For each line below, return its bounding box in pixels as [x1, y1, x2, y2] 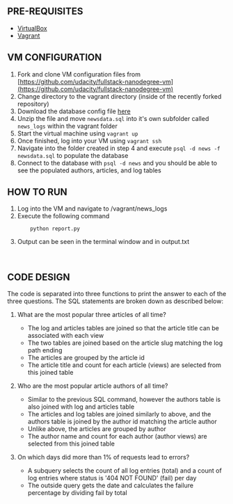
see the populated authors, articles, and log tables [17, 166, 161, 174]
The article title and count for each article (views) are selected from [27, 361, 221, 369]
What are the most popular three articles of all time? [17, 311, 167, 319]
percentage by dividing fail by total [27, 489, 127, 497]
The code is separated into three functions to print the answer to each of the [7, 290, 227, 298]
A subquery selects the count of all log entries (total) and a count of [27, 466, 223, 475]
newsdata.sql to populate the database [17, 151, 129, 159]
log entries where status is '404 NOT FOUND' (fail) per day [27, 474, 197, 482]
